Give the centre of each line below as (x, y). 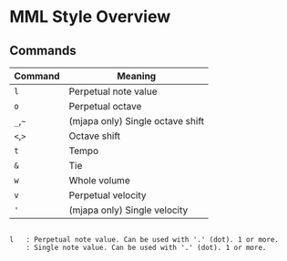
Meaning (137, 76)
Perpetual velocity (108, 195)
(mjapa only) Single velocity (128, 210)
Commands (43, 51)
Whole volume (99, 180)
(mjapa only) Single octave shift (137, 121)
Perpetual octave (105, 106)
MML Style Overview (90, 17)
